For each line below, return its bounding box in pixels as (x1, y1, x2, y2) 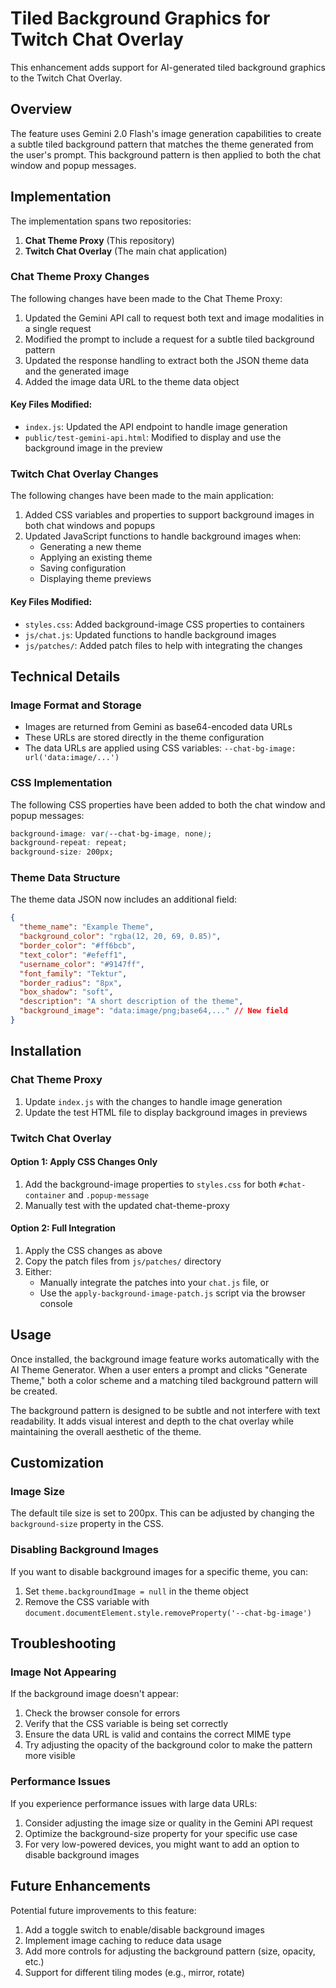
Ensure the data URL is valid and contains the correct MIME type (24, 1728, 292, 1741)
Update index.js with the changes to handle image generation (24, 1095, 283, 1107)
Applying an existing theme (39, 552, 153, 564)
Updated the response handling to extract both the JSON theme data (24, 354, 310, 366)
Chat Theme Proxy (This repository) (24, 234, 175, 246)
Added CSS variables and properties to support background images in (24, 509, 315, 521)
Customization (10, 1455, 105, 1472)
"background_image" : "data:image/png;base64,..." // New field (19, 1006, 288, 1016)
